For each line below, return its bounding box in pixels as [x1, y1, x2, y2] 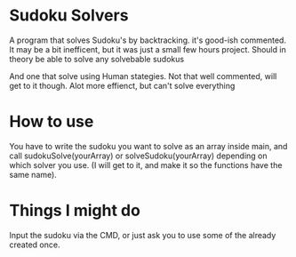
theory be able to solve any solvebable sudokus [9, 53, 185, 64]
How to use [9, 112, 94, 132]
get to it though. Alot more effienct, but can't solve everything [9, 80, 236, 91]
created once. [9, 239, 60, 250]
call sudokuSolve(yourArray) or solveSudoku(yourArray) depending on [9, 150, 268, 161]
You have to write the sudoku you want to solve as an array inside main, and [9, 141, 288, 151]
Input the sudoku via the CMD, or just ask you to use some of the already [9, 229, 276, 240]
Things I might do [9, 201, 140, 221]
